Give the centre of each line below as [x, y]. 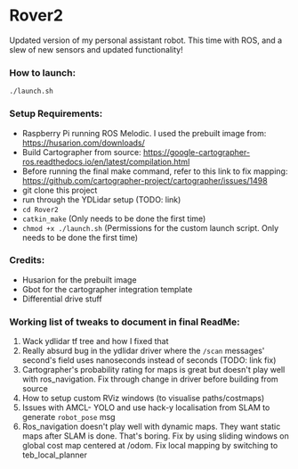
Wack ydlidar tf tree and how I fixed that [95, 341]
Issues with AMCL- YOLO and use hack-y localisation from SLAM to [146, 407]
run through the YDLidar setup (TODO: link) [101, 199]
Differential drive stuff [62, 299]
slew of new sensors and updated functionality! [97, 49]
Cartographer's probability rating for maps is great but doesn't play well [153, 370]
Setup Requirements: [56, 114]
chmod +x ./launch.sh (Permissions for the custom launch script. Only [150, 227]
